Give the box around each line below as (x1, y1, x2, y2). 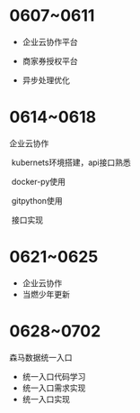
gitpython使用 (11, 195, 63, 206)
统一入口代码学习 (22, 371, 86, 381)
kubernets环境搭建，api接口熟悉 (11, 157, 132, 168)
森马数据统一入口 (9, 352, 73, 363)
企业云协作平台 (22, 36, 78, 47)
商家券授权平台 (22, 55, 78, 66)
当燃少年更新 (22, 289, 70, 299)
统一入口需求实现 (22, 382, 86, 393)
